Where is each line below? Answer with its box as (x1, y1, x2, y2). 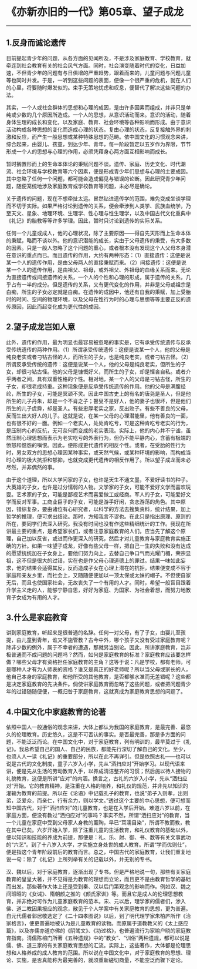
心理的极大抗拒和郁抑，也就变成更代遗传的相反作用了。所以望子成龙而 (11, 456, 181, 463)
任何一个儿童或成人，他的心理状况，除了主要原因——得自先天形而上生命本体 (6, 229, 191, 236)
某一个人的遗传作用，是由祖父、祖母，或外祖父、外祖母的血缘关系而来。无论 (6, 266, 191, 273)
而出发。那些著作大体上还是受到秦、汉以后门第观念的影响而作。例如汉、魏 (6, 883, 186, 890)
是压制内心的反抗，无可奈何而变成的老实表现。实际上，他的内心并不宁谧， (6, 427, 186, 434)
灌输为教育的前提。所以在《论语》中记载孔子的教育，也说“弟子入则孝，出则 (6, 790, 189, 797)
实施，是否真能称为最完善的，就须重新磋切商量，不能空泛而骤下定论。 (16, 957, 186, 964)
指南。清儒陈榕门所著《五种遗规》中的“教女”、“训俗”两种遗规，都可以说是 (11, 934, 190, 941)
